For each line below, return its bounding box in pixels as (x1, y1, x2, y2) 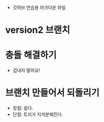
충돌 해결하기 (5, 50, 57, 61)
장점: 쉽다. (12, 105, 33, 111)
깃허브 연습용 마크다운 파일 (12, 5, 66, 10)
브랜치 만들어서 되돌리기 (5, 87, 100, 99)
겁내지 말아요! (12, 67, 41, 74)
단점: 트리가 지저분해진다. (12, 111, 63, 117)
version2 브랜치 (5, 25, 70, 36)
